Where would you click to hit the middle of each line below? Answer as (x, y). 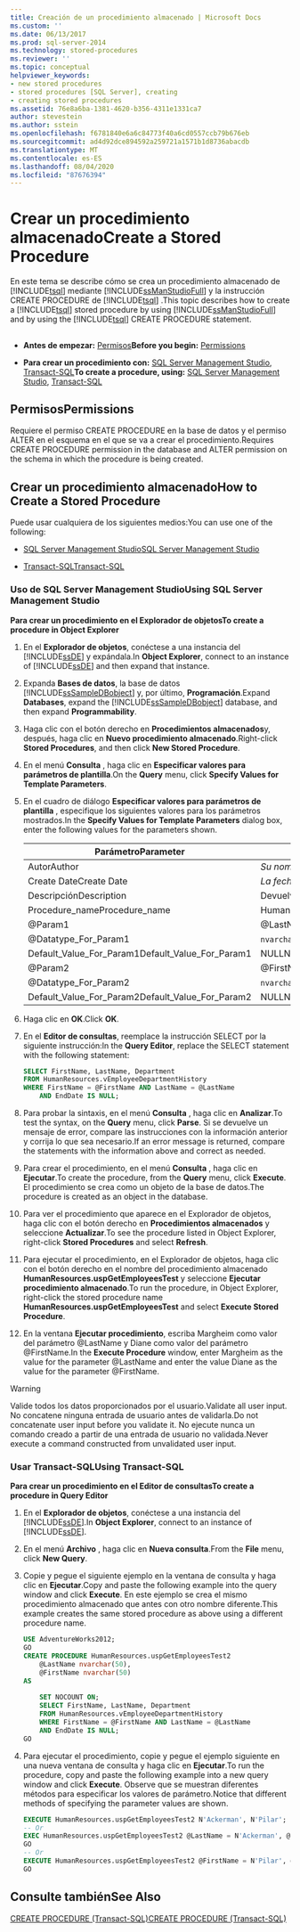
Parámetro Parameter (139, 852)
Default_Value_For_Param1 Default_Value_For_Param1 (139, 953)
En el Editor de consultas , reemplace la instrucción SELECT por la (144, 1036)
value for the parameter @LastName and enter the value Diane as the (150, 1362)
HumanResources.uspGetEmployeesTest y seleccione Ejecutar (142, 1278)
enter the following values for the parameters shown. (120, 829)
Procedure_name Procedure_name (99, 909)
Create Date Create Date (77, 881)
